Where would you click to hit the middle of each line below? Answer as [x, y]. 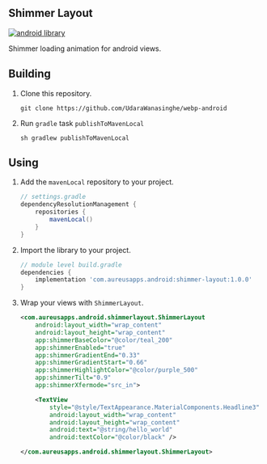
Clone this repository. [56, 93]
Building [30, 74]
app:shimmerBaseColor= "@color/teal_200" [104, 340]
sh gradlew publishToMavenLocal [74, 138]
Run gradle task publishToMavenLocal [82, 123]
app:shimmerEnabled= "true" [81, 348]
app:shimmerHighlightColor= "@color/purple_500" [117, 370]
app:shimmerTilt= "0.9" [73, 378]
